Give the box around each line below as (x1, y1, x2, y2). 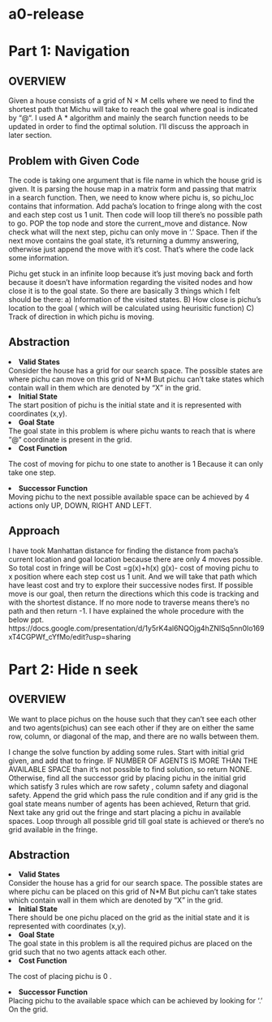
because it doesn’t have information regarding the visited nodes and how (8, 278, 253, 287)
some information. (8, 253, 70, 262)
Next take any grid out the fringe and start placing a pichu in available (8, 807, 242, 817)
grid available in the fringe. (8, 825, 98, 834)
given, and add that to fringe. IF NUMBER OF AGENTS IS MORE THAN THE (8, 756, 258, 765)
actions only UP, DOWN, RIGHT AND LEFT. (8, 500, 152, 510)
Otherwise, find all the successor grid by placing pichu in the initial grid (8, 773, 246, 783)
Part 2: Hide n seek (8, 660, 139, 679)
